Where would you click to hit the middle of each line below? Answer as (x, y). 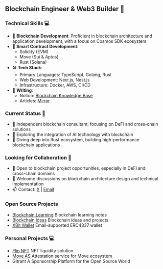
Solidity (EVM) (34, 52)
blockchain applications (36, 145)
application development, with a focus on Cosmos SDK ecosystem (79, 41)
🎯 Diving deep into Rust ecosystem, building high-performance (76, 139)
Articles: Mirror (35, 101)
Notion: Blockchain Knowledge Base (56, 95)
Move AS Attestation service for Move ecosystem (62, 256)
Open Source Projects (32, 204)
